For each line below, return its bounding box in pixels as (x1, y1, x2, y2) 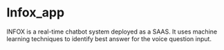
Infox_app (6, 5, 65, 21)
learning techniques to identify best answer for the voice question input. (6, 34, 212, 42)
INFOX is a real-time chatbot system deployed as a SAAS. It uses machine (6, 27, 218, 36)
